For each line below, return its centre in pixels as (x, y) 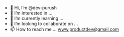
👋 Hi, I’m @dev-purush (33, 8)
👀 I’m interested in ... (31, 13)
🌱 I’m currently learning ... (37, 18)
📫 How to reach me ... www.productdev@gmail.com (65, 29)
